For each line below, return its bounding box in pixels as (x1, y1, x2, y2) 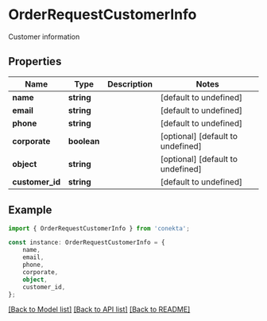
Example (8, 203, 52, 217)
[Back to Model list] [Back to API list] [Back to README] (8, 304, 191, 315)
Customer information (8, 32, 80, 41)
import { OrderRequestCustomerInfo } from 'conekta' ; (8, 224, 191, 232)
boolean (68, 135, 100, 146)
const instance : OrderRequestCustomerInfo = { (8, 238, 165, 247)
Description (106, 78, 153, 89)
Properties (8, 55, 62, 68)
